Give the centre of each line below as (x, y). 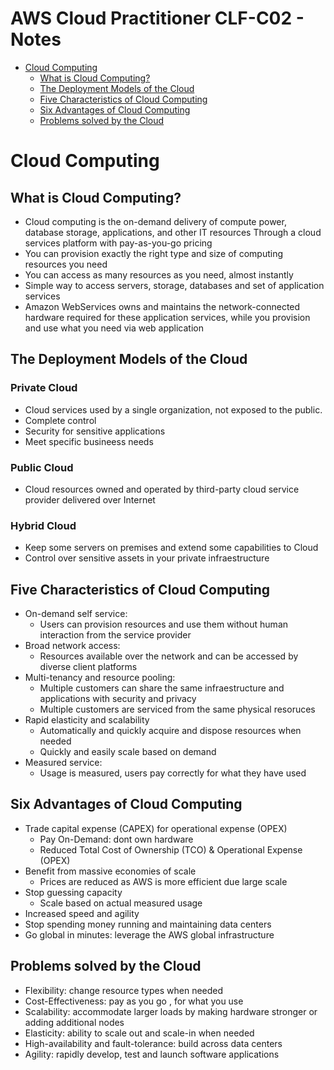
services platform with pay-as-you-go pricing (118, 243)
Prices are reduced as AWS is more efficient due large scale (163, 881)
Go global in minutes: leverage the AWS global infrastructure (149, 934)
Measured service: (63, 763)
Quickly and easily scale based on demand (128, 752)
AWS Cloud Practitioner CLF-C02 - (157, 18)
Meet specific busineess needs (89, 441)
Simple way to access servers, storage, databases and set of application (174, 285)
